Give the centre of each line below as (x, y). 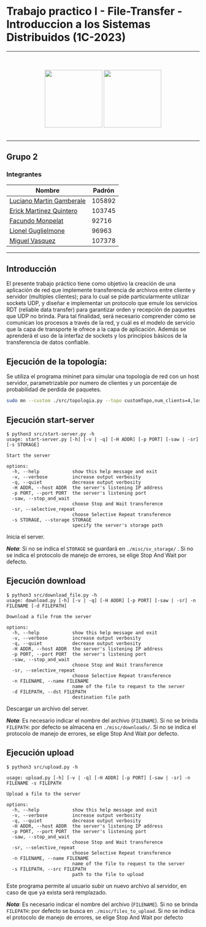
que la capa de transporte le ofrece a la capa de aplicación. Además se (96, 329)
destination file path (101, 697)
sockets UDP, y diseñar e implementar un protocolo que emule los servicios (102, 303)
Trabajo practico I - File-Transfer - (94, 11)
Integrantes (24, 174)
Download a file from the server (49, 616)
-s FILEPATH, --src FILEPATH (49, 869)
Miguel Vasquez (32, 241)
